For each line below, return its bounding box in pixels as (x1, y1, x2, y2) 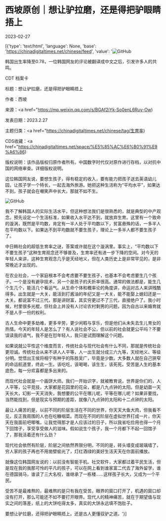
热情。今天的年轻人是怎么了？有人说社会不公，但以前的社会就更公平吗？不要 (5, 326, 161, 332)
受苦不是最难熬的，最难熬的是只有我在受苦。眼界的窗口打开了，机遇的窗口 (5, 487, 157, 494)
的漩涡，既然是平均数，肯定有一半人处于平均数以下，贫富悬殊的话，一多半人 (5, 220, 161, 226)
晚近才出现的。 (9, 262, 40, 268)
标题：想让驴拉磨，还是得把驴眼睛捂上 (5, 85, 83, 91)
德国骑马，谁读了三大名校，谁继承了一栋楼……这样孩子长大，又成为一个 (9, 471, 156, 477)
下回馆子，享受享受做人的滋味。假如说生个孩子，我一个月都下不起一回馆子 (5, 425, 157, 431)
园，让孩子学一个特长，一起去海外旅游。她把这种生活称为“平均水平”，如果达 (5, 182, 161, 188)
